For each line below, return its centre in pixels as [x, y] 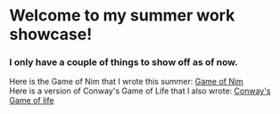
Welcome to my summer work [122, 16]
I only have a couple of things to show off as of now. [124, 62]
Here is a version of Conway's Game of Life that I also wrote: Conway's [140, 91]
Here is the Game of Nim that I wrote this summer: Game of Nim [126, 82]
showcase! [51, 34]
